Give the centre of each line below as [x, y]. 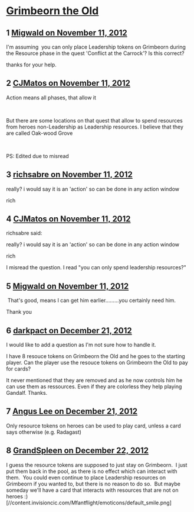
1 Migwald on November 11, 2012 [67, 33]
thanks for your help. [32, 65]
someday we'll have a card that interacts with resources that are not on [92, 490]
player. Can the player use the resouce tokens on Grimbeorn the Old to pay [97, 363]
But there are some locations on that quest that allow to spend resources [94, 120]
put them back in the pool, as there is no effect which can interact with [92, 471]
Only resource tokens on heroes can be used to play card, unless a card [93, 426]
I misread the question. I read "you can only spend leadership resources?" [96, 268]
